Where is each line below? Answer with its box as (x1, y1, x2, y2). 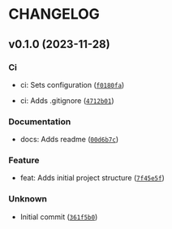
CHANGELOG (8, 5, 100, 24)
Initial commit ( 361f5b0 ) (19, 212, 98, 222)
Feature (8, 155, 40, 166)
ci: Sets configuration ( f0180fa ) (19, 80, 125, 89)
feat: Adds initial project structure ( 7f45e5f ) (19, 173, 165, 183)
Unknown (8, 193, 47, 205)
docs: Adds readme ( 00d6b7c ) (19, 135, 119, 145)
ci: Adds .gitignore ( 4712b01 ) (19, 95, 114, 106)
